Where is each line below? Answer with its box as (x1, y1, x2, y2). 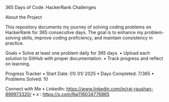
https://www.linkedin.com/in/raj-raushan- (66, 86, 154, 92)
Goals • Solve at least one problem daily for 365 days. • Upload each (5, 50, 150, 56)
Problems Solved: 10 (5, 76, 48, 82)
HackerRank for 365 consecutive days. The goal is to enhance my (5, 29, 144, 35)
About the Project (5, 14, 42, 20)
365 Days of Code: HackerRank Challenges (5, 5, 97, 10)
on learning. (5, 61, 31, 66)
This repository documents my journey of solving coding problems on (5, 24, 152, 30)
